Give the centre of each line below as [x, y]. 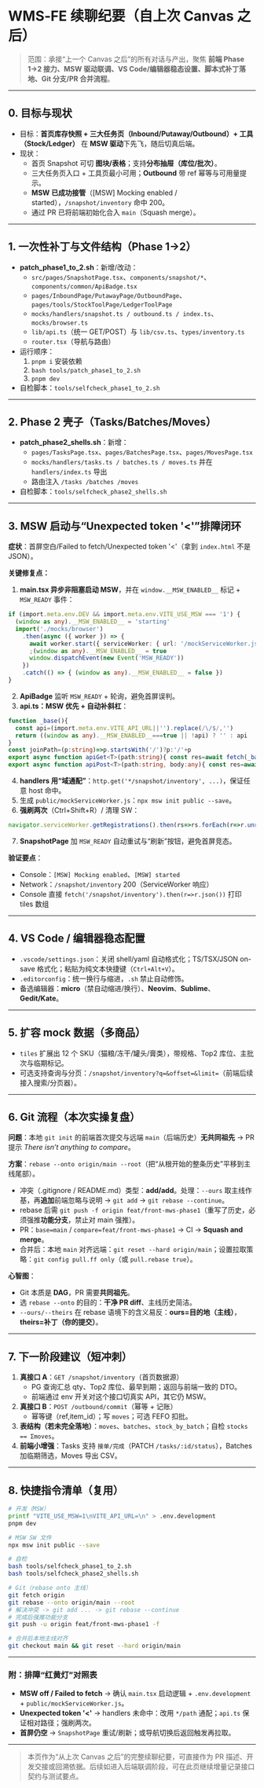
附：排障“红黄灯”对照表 [53, 1675]
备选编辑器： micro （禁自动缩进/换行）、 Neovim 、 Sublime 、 [117, 988]
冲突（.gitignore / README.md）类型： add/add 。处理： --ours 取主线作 [136, 1191]
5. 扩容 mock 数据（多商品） [77, 1033]
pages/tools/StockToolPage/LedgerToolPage [102, 305]
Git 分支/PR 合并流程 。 [78, 79]
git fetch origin [37, 1595]
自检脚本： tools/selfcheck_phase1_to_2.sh [90, 387]
